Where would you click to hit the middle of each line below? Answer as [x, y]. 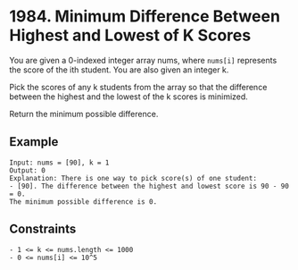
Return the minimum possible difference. [84, 114]
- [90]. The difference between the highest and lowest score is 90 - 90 [149, 186]
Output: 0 [28, 170]
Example [34, 142]
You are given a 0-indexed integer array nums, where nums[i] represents [143, 60]
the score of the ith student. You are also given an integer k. [119, 70]
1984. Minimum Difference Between [145, 17]
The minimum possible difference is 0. [83, 202]
